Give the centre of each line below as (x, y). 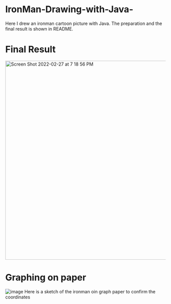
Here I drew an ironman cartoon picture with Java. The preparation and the (84, 23)
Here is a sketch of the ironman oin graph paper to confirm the (90, 291)
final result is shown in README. (39, 28)
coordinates (18, 297)
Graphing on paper (46, 278)
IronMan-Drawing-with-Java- (69, 9)
